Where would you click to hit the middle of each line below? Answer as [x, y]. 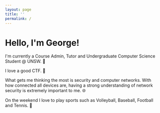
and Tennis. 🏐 [19, 106]
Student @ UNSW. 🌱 [25, 61]
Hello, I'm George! [42, 43]
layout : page [18, 9]
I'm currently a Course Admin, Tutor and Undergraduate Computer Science [80, 56]
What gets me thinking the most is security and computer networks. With [78, 80]
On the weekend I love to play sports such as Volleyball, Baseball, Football [79, 100]
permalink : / [18, 19]
